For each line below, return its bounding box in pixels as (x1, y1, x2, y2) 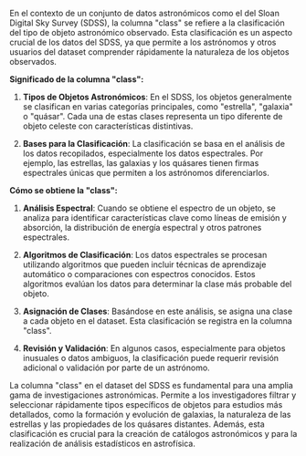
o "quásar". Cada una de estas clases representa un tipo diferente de (22, 111, 283, 121)
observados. (9, 57, 58, 67)
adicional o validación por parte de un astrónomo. (22, 362, 210, 373)
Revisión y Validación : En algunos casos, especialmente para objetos (22, 343, 286, 354)
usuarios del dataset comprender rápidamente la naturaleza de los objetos (9, 47, 290, 57)
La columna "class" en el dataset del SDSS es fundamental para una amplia (9, 380, 294, 390)
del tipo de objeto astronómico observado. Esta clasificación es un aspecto (9, 27, 293, 37)
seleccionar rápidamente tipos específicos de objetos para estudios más (9, 399, 283, 409)
